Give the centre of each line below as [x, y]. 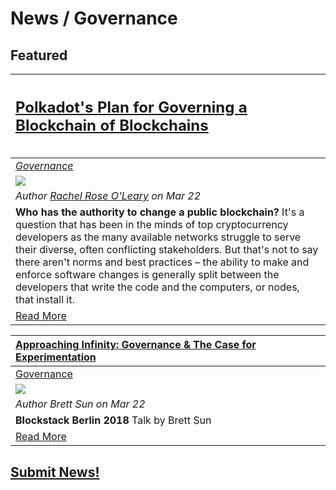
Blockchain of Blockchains [112, 125]
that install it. [45, 300]
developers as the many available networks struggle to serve [158, 237]
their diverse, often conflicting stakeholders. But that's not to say [167, 250]
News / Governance [94, 18]
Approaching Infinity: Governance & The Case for [136, 345]
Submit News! [55, 472]
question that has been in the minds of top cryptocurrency [152, 225]
